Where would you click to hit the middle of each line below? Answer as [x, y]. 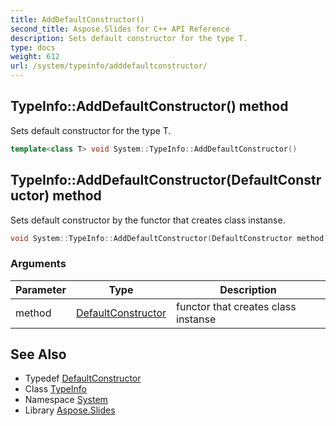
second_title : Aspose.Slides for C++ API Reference [120, 29]
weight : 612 [35, 57]
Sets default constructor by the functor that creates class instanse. [148, 220]
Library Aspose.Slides [70, 410]
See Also [38, 354]
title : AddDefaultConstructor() [77, 19]
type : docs [33, 47]
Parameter [41, 289]
